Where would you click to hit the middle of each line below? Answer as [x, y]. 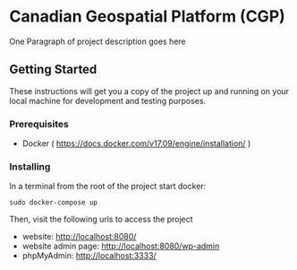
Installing [30, 166]
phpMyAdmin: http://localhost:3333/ [89, 256]
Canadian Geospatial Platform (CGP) [148, 17]
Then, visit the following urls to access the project [102, 219]
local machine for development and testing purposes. [108, 100]
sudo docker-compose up [54, 203]
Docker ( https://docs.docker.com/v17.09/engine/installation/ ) [136, 144]
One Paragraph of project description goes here [98, 41]
